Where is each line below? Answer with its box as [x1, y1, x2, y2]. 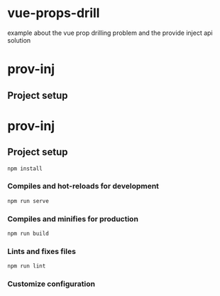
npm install [7, 165, 43, 172]
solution [7, 36, 31, 44]
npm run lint [7, 263, 46, 270]
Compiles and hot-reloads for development [7, 181, 160, 191]
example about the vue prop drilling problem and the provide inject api [7, 28, 213, 37]
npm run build [7, 230, 50, 238]
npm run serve [7, 197, 50, 204]
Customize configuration [7, 279, 96, 289]
